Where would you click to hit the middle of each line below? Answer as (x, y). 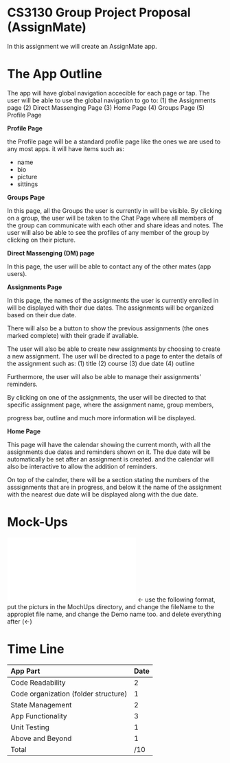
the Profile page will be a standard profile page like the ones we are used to (114, 141)
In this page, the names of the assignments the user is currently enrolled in (113, 300)
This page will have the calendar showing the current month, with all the (109, 444)
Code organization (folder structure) (69, 694)
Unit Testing (30, 727)
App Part (25, 671)
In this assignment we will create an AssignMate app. (82, 46)
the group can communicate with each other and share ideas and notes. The (115, 225)
